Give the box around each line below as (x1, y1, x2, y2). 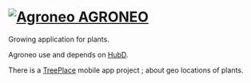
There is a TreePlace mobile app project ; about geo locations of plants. (8, 65, 244, 75)
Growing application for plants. (8, 34, 110, 44)
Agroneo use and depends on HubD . (8, 49, 129, 59)
